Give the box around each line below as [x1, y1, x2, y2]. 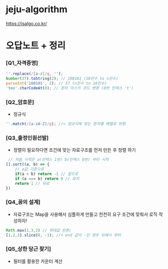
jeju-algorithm [6, 4, 68, 15]
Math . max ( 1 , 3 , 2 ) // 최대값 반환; [6, 228, 72, 233]
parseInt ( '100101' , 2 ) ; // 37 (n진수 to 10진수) [6, 81, 107, 86]
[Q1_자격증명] [6, 60, 38, 67]
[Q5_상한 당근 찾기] [6, 246, 52, 253]
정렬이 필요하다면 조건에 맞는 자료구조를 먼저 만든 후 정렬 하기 [13, 147, 136, 153]
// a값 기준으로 [15, 167, 44, 172]
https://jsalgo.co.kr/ [6, 20, 47, 27]
